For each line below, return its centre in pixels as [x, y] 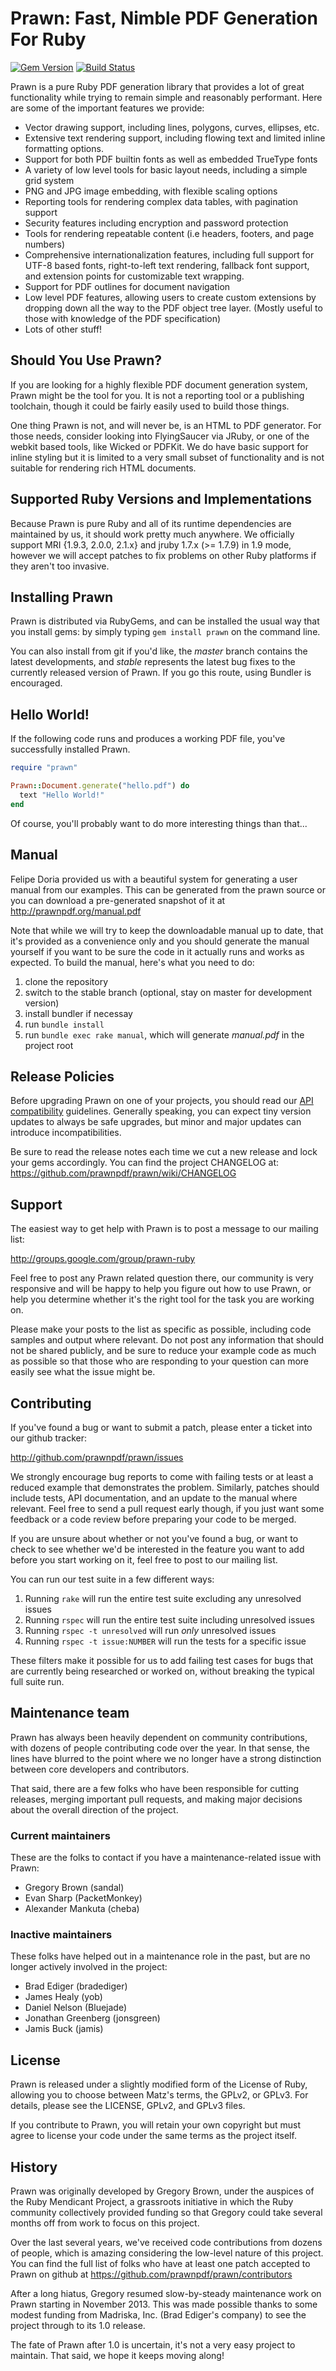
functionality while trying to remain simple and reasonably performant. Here [166, 97]
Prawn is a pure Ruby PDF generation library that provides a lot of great [157, 86]
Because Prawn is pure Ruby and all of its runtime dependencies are [151, 523]
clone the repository [66, 981]
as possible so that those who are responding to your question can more [160, 1361]
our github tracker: [49, 1438]
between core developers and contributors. [100, 1769]
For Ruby [48, 39]
